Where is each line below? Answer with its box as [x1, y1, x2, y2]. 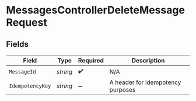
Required [78, 57, 104, 64]
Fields [6, 39, 29, 49]
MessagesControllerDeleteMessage [6, 4, 185, 17]
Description [131, 57, 165, 64]
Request [6, 16, 48, 29]
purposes [109, 86, 136, 93]
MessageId [9, 68, 36, 75]
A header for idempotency [109, 78, 181, 86]
